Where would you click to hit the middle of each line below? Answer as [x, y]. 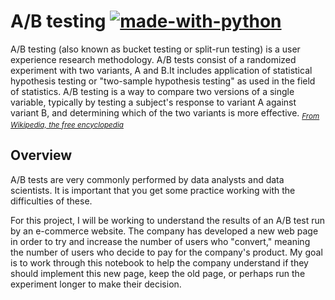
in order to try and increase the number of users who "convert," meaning [160, 241]
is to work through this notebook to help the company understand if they [159, 262]
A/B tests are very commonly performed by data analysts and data [147, 179]
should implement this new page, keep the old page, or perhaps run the [158, 273]
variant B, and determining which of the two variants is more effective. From [165, 113]
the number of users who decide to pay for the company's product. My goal [166, 252]
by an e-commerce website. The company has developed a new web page [164, 231]
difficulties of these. [51, 201]
